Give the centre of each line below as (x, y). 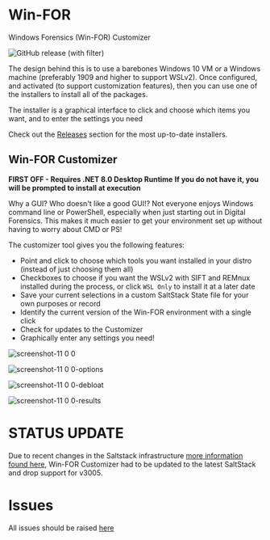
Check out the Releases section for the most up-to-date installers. (118, 134)
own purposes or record (60, 303)
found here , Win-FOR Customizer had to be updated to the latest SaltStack (132, 464)
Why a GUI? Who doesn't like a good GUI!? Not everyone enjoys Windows (131, 203)
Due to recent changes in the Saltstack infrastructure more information (126, 455)
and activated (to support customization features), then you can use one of (133, 86)
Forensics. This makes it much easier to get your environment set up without (135, 221)
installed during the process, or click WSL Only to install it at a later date (137, 286)
